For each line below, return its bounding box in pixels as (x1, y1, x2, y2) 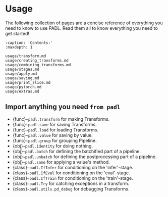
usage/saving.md (5, 75, 39, 81)
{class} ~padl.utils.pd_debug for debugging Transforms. (12, 185, 130, 192)
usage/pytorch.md (5, 84, 42, 89)
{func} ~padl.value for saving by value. (12, 132, 93, 138)
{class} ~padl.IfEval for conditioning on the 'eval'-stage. (12, 170, 130, 176)
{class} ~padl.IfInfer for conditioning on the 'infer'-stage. (12, 164, 134, 170)
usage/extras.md (5, 89, 39, 94)
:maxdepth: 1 (5, 44, 33, 50)
